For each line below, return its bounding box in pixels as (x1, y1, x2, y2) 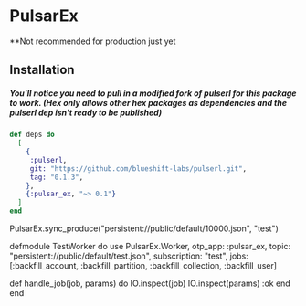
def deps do (9, 130, 55, 140)
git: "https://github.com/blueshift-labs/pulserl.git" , (29, 164, 248, 174)
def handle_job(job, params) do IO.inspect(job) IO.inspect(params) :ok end (9, 278, 290, 289)
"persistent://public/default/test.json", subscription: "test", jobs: (9, 250, 248, 261)
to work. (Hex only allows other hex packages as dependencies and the (9, 97, 288, 108)
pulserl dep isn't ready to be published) (9, 107, 163, 118)
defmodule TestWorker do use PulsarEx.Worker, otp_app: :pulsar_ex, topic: (9, 241, 290, 252)
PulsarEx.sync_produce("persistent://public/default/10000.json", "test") (9, 223, 279, 234)
